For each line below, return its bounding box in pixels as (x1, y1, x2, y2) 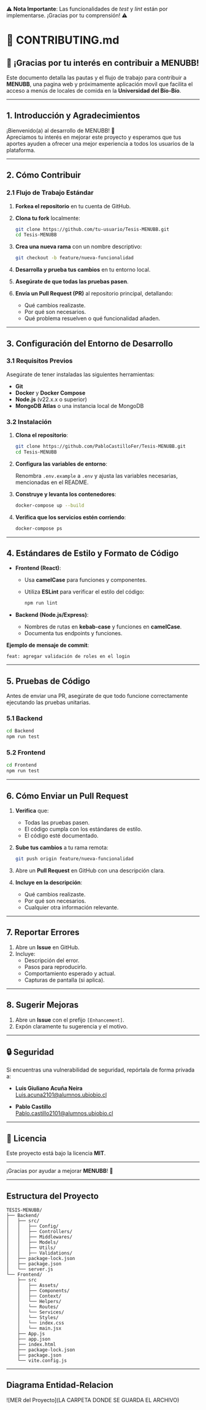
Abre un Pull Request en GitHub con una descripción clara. (15, 866, 166, 874)
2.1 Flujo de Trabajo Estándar (6, 189, 94, 197)
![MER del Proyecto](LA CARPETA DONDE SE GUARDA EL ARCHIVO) (6, 1396, 180, 1403)
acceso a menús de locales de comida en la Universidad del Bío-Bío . (6, 87, 181, 94)
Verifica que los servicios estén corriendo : (15, 513, 126, 521)
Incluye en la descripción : (15, 879, 83, 886)
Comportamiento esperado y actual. (24, 969, 116, 977)
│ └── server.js (6, 1266, 53, 1272)
